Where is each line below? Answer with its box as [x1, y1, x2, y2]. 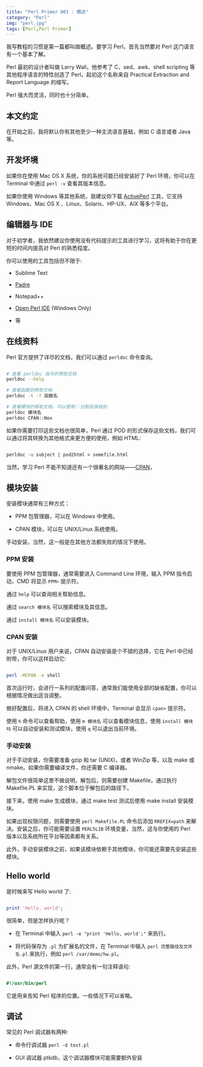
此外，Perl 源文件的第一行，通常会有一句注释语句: [6, 962, 130, 970]
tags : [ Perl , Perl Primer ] [6, 25, 71, 32]
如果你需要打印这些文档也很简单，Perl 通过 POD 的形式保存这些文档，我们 [6, 427, 191, 434]
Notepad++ [14, 293, 44, 300]
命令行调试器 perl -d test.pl [14, 1041, 89, 1049]
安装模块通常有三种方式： [6, 500, 70, 507]
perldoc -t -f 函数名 [6, 393, 58, 399]
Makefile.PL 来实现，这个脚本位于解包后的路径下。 [6, 784, 132, 792]
